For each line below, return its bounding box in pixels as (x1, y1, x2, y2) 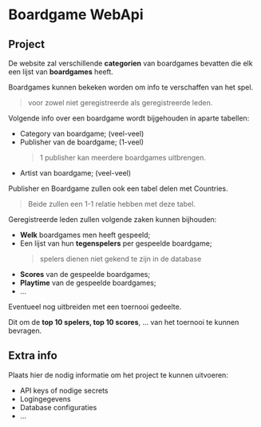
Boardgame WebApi (8, 6, 144, 24)
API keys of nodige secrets (19, 385, 109, 395)
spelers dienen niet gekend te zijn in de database (39, 254, 202, 263)
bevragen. (8, 326, 42, 335)
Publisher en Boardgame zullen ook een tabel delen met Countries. (8, 184, 229, 193)
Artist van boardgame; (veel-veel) (19, 168, 132, 177)
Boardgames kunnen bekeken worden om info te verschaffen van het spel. (8, 82, 254, 92)
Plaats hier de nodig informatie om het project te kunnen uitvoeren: (8, 370, 229, 380)
